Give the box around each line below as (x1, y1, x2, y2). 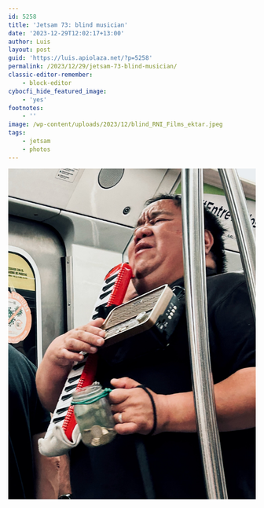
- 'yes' (22, 95, 47, 104)
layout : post (8, 46, 51, 54)
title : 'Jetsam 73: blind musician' (8, 20, 128, 29)
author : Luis (8, 38, 51, 46)
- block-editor (22, 79, 72, 87)
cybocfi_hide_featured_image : (8, 87, 108, 95)
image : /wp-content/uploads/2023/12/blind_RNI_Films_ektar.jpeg (8, 120, 223, 129)
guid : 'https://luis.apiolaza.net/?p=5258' (8, 54, 153, 62)
